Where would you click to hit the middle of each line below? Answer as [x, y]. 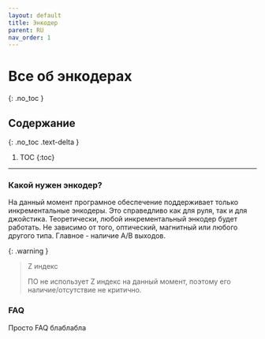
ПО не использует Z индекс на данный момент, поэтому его [129, 281]
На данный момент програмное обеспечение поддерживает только [123, 203]
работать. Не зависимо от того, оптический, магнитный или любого [123, 227]
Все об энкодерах [70, 76]
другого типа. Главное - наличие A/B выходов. [87, 236]
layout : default [35, 15]
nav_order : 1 [30, 37]
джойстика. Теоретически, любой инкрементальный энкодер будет [123, 219]
